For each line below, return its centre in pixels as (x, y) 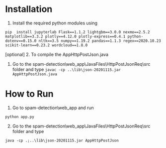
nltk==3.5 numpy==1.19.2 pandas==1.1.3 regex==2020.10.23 (100, 41)
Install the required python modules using (55, 23)
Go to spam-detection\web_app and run (53, 108)
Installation (29, 9)
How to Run (29, 94)
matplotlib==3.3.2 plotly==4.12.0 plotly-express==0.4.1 (65, 36)
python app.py (20, 117)
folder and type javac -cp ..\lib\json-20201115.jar (66, 69)
